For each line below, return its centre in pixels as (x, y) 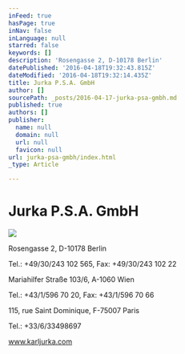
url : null (32, 142)
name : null (34, 127)
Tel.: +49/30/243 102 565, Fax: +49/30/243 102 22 (92, 264)
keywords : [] (30, 53)
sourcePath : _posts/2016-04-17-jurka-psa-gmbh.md (93, 98)
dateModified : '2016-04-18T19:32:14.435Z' (80, 75)
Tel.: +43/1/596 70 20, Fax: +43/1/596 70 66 (81, 295)
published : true (35, 105)
